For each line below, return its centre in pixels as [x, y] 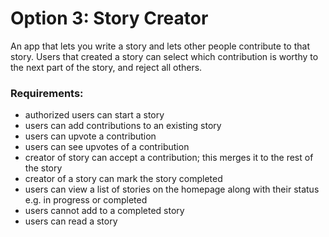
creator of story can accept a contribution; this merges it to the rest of [169, 158]
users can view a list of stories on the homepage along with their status [172, 189]
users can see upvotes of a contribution [107, 147]
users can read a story [71, 221]
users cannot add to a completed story [104, 211]
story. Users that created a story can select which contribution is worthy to [164, 56]
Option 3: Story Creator [109, 18]
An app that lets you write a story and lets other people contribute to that [160, 46]
